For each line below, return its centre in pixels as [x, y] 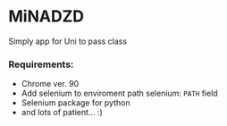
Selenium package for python [76, 103]
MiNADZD [46, 17]
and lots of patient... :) [62, 113]
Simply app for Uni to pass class [67, 41]
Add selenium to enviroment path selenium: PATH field [119, 93]
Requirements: [41, 64]
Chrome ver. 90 [50, 84]
